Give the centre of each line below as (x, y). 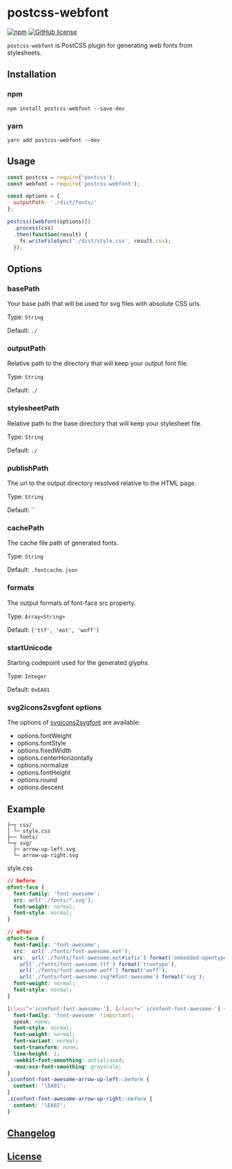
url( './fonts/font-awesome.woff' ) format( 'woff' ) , (94, 970)
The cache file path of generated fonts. (63, 543)
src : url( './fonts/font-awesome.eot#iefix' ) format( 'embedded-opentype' (122, 958)
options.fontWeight (44, 736)
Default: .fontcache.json (42, 570)
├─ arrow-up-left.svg (45, 849)
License (25, 1157)
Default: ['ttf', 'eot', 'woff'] (54, 629)
